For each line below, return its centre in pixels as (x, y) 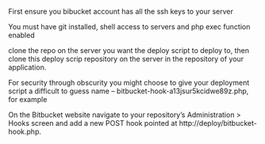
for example (28, 99)
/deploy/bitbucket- (227, 123)
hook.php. (25, 131)
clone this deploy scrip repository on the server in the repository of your (126, 59)
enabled (21, 35)
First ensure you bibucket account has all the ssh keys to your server (121, 11)
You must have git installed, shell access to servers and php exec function (129, 27)
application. (27, 67)
